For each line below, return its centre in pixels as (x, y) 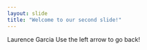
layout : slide (28, 13)
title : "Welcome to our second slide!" (65, 20)
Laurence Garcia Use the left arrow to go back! (73, 39)
